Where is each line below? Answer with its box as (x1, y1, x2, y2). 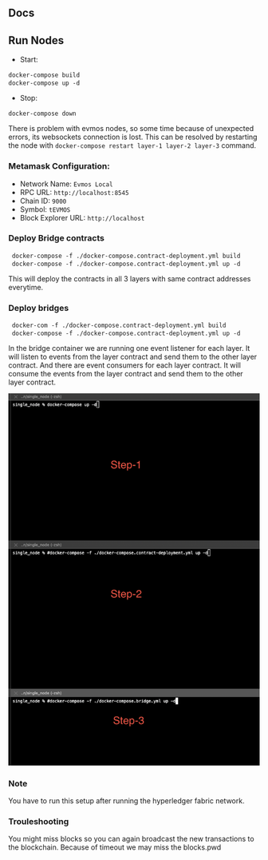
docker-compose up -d (8, 79, 81, 87)
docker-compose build (8, 71, 81, 79)
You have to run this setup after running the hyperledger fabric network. (8, 796, 245, 806)
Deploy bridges (8, 302, 69, 313)
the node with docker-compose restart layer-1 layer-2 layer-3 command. (8, 141, 257, 150)
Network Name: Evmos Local (19, 179, 113, 189)
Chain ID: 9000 (19, 196, 67, 205)
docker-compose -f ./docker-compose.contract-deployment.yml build (11, 252, 241, 260)
